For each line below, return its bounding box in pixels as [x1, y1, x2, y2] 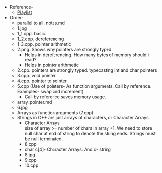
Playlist [17, 9, 32, 15]
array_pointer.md [17, 99, 52, 105]
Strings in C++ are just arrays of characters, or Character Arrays [17, 115, 149, 120]
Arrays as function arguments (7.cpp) [17, 110, 94, 115]
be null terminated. [24, 136, 63, 142]
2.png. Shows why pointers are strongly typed [17, 47, 112, 52]
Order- [9, 15, 24, 20]
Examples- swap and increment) [17, 89, 84, 94]
